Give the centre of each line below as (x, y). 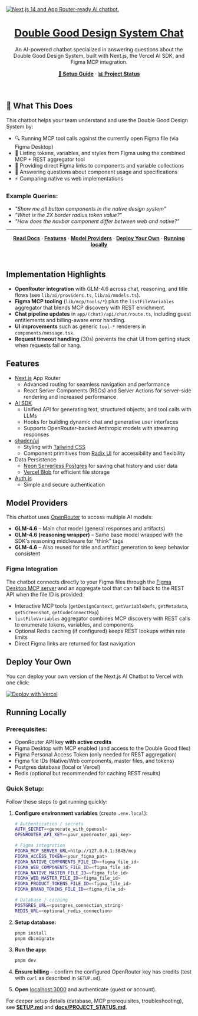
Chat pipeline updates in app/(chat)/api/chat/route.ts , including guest (103, 314)
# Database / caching (41, 900)
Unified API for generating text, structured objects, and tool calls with (107, 409)
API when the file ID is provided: (45, 594)
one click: (18, 682)
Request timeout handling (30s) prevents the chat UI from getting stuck (102, 339)
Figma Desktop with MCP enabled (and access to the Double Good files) (103, 748)
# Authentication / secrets (49, 824)
